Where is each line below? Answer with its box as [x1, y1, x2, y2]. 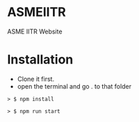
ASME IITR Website [7, 27, 63, 36]
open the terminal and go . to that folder [17, 82, 132, 91]
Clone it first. [17, 75, 54, 83]
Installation [7, 52, 74, 68]
